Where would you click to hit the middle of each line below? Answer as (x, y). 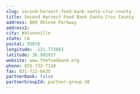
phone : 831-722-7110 (31, 66)
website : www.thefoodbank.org (43, 60)
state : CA (18, 39)
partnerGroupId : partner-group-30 (48, 82)
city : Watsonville (28, 33)
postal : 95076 (23, 44)
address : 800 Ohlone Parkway (41, 22)
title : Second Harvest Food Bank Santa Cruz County (70, 17)
